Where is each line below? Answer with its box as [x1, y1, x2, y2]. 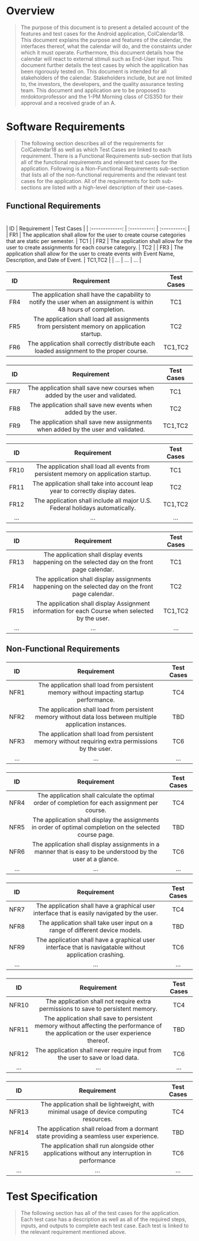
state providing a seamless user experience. [36, 1132, 159, 1140]
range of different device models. [49, 926, 142, 935]
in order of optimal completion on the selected [31, 823, 161, 831]
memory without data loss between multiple [34, 713, 157, 721]
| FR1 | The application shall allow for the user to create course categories [6, 231, 186, 238]
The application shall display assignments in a [32, 840, 160, 849]
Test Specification [6, 1190, 98, 1204]
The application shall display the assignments [32, 816, 159, 824]
